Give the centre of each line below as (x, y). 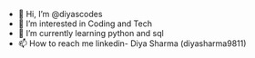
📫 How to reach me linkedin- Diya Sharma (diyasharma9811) (132, 43)
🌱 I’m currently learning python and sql (91, 33)
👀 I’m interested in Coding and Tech (85, 24)
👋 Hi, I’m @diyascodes (60, 14)
